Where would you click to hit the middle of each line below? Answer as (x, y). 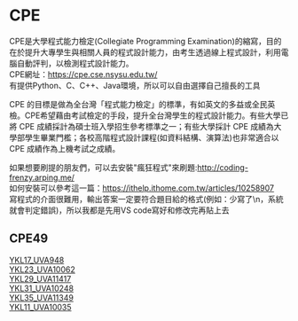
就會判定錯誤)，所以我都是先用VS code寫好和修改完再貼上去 (119, 210)
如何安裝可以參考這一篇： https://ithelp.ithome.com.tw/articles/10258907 (142, 188)
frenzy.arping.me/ (42, 177)
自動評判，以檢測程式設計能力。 (75, 63)
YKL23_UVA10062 (42, 269)
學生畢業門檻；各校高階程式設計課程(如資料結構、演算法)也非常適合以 (152, 137)
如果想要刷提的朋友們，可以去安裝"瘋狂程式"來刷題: (103, 167)
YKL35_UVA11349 (41, 297)
